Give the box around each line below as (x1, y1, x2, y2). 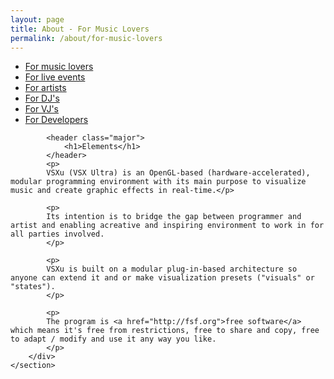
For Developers (24, 114, 89, 126)
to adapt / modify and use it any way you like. (10, 334, 217, 345)
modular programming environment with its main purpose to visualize (10, 177, 307, 187)
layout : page (10, 14, 65, 25)
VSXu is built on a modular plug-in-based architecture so (46, 264, 298, 275)
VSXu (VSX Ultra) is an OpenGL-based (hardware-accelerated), (46, 168, 311, 178)
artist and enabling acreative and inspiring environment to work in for (10, 221, 325, 231)
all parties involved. (10, 229, 105, 240)
